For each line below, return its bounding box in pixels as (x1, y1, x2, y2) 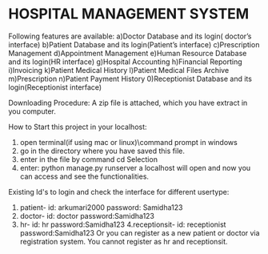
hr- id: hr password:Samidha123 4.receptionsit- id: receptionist (19, 220, 226, 229)
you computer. (8, 106, 56, 116)
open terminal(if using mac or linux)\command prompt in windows (19, 137, 238, 147)
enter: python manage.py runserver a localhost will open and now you (19, 163, 251, 172)
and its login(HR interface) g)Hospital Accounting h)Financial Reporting (8, 57, 242, 67)
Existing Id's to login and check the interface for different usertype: (8, 187, 230, 196)
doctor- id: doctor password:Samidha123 (19, 211, 154, 220)
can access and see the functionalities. (19, 171, 150, 181)
